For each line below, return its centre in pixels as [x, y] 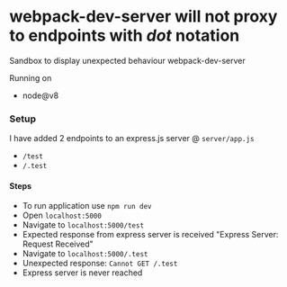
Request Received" [58, 244]
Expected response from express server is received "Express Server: [150, 235]
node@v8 [40, 95]
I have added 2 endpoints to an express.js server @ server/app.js [132, 139]
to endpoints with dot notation [125, 36]
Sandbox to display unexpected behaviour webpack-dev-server [127, 60]
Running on [31, 77]
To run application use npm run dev [87, 206]
